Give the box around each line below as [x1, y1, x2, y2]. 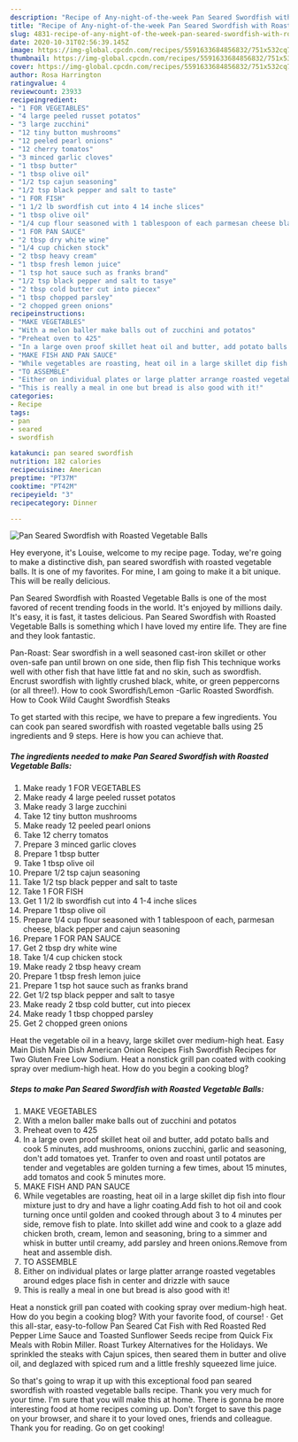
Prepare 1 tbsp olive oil [22, 905, 106, 916]
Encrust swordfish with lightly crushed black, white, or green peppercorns [10, 676, 280, 686]
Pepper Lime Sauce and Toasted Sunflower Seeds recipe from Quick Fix [10, 1330, 273, 1341]
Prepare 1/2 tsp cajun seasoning [22, 867, 141, 878]
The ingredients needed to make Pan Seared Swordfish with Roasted [10, 750, 269, 762]
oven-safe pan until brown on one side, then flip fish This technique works [10, 657, 281, 668]
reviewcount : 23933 [10, 87, 82, 96]
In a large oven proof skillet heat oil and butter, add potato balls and [22, 1135, 269, 1145]
